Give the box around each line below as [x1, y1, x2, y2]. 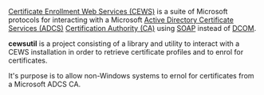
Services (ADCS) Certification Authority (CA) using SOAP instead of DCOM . [8, 24, 257, 32]
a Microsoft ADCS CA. [8, 79, 81, 89]
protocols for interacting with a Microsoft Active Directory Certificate [8, 15, 234, 25]
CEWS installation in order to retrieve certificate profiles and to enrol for [8, 47, 244, 56]
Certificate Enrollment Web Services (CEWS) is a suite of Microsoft [8, 7, 228, 16]
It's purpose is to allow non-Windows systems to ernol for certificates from [8, 71, 254, 80]
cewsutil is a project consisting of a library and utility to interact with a [8, 39, 240, 48]
